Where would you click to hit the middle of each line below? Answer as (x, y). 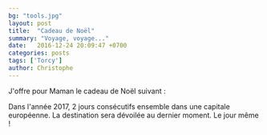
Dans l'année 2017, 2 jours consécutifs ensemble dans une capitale (119, 106)
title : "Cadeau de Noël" (51, 31)
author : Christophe (41, 68)
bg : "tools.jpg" (35, 16)
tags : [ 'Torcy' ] (35, 61)
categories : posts (39, 53)
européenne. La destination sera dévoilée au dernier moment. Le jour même (133, 115)
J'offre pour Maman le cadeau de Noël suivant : (87, 91)
